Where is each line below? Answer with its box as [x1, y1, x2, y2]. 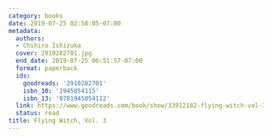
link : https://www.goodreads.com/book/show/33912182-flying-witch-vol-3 [15, 102, 266, 110]
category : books [8, 11, 63, 20]
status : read [15, 110, 60, 118]
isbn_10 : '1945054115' [23, 86, 100, 95]
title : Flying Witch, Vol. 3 [8, 117, 107, 125]
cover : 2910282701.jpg [15, 49, 92, 57]
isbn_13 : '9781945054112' [23, 94, 111, 102]
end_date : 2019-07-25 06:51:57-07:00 [15, 57, 143, 65]
